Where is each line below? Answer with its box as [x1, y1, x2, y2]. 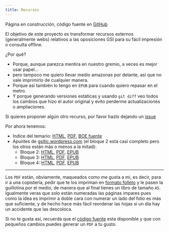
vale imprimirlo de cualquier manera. [12, 77, 89, 83]
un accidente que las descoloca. [5, 206, 73, 212]
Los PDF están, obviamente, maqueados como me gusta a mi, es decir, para [5, 174, 161, 180]
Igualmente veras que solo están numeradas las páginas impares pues [5, 190, 151, 196]
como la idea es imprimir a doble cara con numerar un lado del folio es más [5, 195, 161, 201]
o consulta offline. [5, 41, 43, 48]
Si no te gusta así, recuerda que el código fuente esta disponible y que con [5, 215, 161, 221]
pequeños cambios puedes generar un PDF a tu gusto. [5, 221, 117, 227]
